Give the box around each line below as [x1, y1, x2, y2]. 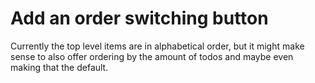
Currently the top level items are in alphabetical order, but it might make [10, 40, 305, 52]
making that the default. [10, 61, 109, 73]
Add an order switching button [10, 7, 269, 30]
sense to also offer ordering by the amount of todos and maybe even [10, 50, 294, 62]
